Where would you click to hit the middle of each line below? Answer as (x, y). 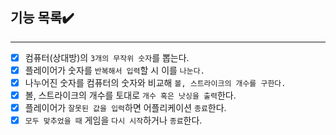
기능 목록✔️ (42, 18)
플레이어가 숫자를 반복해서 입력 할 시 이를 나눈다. (114, 70)
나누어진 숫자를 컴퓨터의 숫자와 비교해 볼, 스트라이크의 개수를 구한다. (155, 82)
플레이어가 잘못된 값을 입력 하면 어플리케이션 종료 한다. (125, 108)
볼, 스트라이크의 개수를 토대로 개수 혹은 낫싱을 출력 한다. (130, 95)
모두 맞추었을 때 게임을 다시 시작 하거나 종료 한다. (113, 120)
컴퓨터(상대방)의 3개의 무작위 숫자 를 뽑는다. (107, 57)
